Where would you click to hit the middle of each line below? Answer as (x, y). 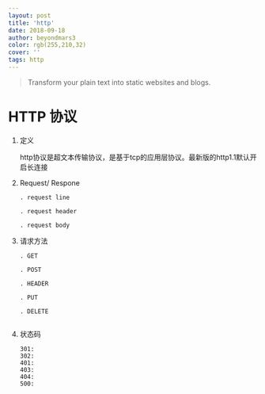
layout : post (30, 15)
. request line (45, 197)
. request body (45, 225)
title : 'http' (32, 23)
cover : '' (25, 52)
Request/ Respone (50, 182)
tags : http (26, 60)
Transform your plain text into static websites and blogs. (119, 82)
